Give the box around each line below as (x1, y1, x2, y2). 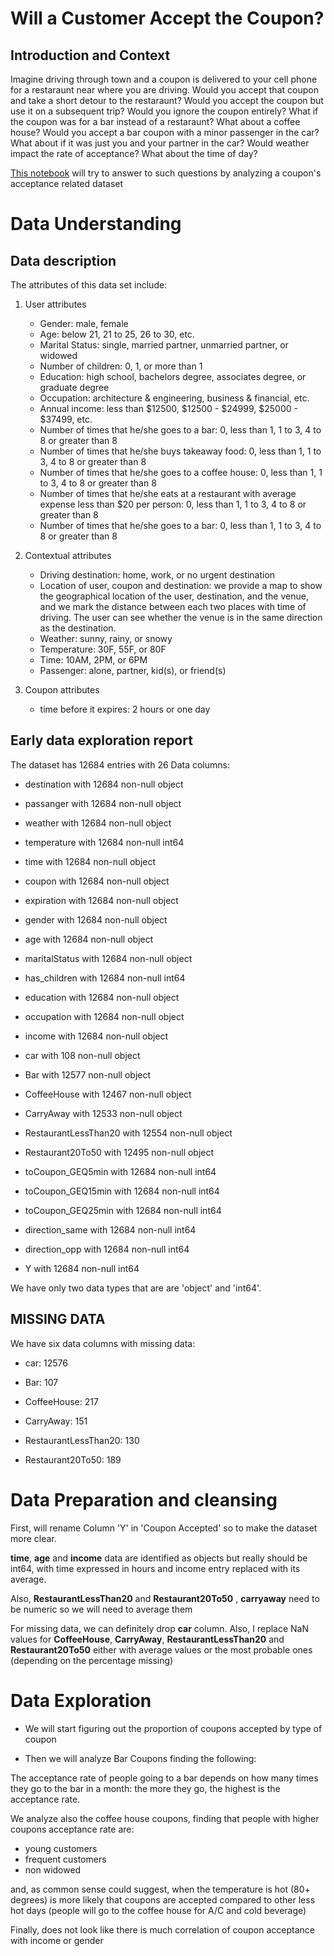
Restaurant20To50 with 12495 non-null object (24, 1146, 215, 1158)
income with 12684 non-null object (24, 1030, 169, 1042)
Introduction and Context (10, 47, 171, 64)
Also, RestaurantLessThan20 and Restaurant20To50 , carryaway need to (10, 1592, 320, 1604)
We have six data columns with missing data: (10, 1337, 196, 1349)
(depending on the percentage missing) (10, 1654, 174, 1666)
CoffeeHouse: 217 (24, 1395, 99, 1407)
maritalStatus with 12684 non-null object (24, 952, 193, 964)
